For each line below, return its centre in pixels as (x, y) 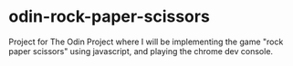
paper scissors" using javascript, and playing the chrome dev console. (141, 51)
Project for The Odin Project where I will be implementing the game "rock (146, 42)
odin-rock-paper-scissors (110, 17)
